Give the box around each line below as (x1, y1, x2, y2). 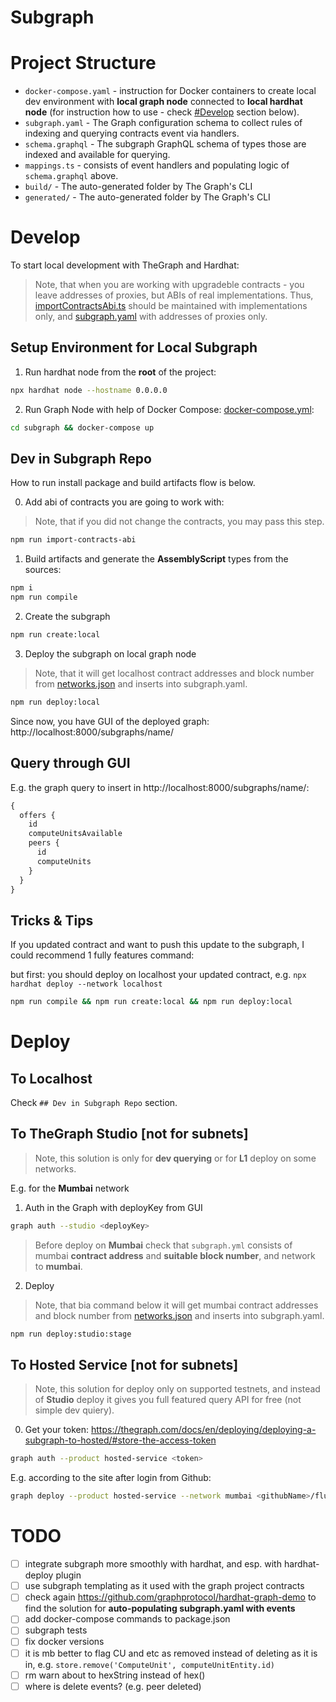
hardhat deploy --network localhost (10, 979, 163, 990)
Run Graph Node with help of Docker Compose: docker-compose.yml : (24, 403, 315, 415)
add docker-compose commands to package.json (24, 1613, 231, 1625)
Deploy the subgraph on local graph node (24, 647, 197, 660)
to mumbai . (34, 1260, 83, 1272)
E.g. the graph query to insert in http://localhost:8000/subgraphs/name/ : (10, 781, 310, 793)
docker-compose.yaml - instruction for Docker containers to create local (24, 85, 317, 97)
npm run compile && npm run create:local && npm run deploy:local (10, 997, 293, 1007)
